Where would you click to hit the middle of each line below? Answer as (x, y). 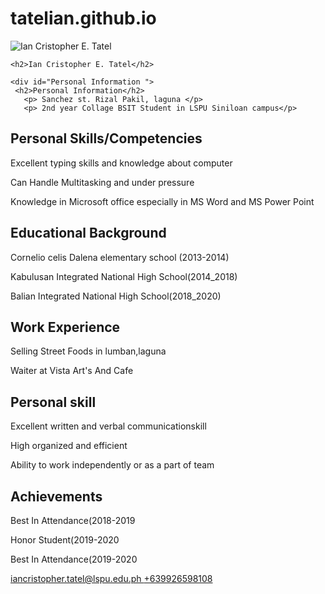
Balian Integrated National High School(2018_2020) (116, 296)
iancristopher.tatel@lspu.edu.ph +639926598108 (111, 578)
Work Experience (65, 327)
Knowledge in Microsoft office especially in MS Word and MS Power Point (162, 201)
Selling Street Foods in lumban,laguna (88, 351)
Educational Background (88, 233)
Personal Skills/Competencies (106, 138)
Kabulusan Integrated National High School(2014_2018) (124, 276)
